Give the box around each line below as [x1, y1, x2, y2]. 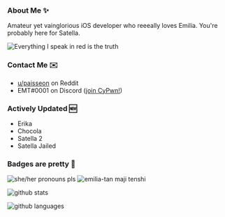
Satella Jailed [17, 142, 57, 150]
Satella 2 [17, 134, 43, 142]
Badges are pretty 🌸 [7, 159, 76, 169]
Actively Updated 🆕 [7, 103, 78, 113]
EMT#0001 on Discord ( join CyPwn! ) [17, 86, 123, 94]
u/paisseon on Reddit [17, 79, 79, 87]
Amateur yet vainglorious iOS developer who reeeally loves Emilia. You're [7, 22, 218, 30]
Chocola [17, 126, 42, 135]
